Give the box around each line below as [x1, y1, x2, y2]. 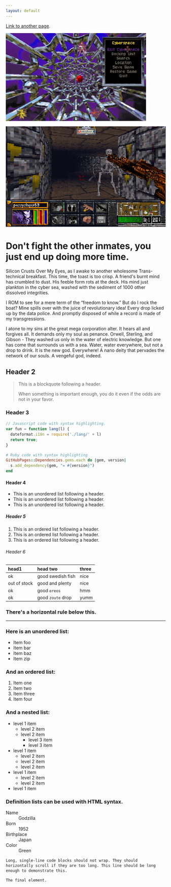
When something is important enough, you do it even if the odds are [18, 391, 161, 397]
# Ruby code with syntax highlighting [6, 452, 88, 458]
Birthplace [6, 831, 27, 837]
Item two [13, 685, 32, 691]
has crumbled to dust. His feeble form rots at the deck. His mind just [6, 279, 149, 285]
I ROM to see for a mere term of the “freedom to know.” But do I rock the [6, 299, 157, 306]
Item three [13, 690, 35, 697]
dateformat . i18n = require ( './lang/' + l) [10, 432, 101, 437]
